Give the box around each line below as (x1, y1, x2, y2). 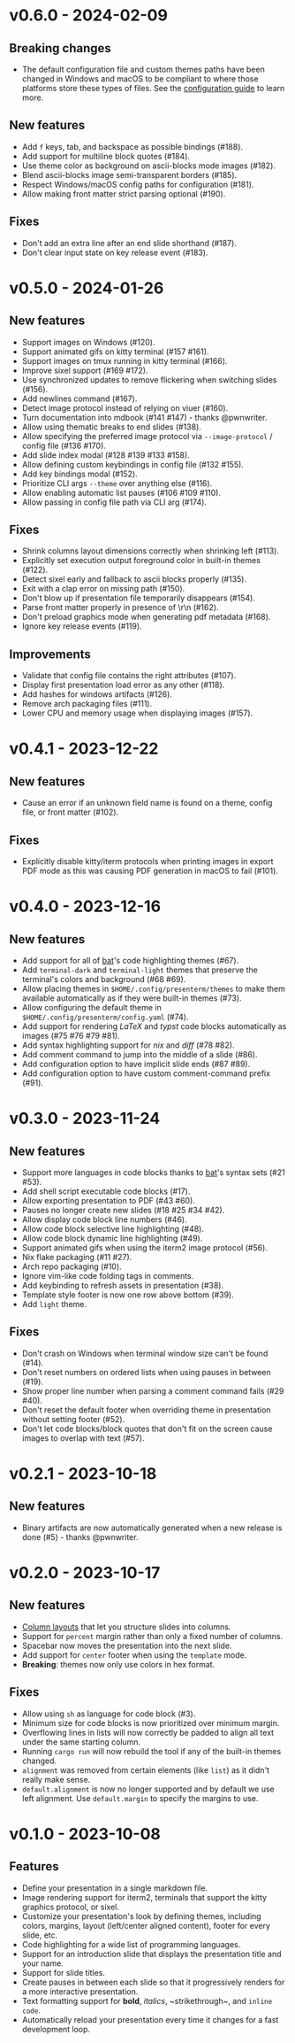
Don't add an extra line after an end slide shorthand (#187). (21, 237, 237, 248)
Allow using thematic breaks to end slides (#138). (21, 422, 201, 432)
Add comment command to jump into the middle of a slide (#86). (21, 1049, 258, 1060)
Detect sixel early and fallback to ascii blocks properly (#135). (21, 574, 247, 584)
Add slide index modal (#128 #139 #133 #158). (21, 449, 190, 460)
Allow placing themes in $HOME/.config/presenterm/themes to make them (21, 984, 285, 994)
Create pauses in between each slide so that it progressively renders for (21, 1977, 285, 1987)
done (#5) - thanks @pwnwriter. (21, 1531, 139, 1542)
